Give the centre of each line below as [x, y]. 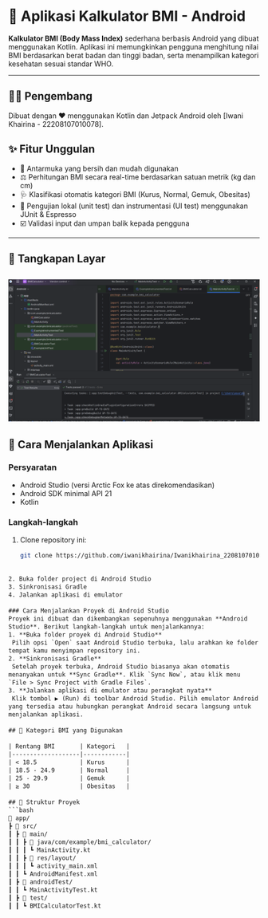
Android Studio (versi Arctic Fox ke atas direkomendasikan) [117, 485]
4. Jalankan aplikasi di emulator [66, 595]
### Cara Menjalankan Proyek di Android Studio [89, 611]
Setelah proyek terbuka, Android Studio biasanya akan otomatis [120, 666]
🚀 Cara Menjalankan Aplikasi [81, 445]
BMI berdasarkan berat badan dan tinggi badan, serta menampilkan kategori [134, 55]
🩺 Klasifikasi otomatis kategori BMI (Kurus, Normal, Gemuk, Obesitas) [135, 194]
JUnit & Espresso [48, 214]
